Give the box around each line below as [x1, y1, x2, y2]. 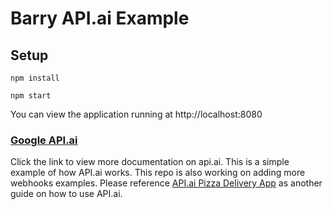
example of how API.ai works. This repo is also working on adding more [10, 167, 306, 179]
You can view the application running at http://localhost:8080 [10, 108, 263, 120]
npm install [10, 73, 60, 83]
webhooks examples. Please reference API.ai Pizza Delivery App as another [10, 177, 323, 189]
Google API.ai [10, 133, 78, 147]
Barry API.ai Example [10, 7, 190, 30]
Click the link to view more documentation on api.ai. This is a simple [10, 156, 290, 168]
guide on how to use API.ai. [10, 188, 123, 200]
